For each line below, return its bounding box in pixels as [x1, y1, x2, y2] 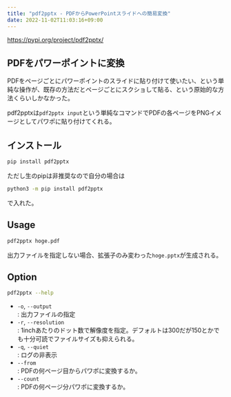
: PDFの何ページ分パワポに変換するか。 [17, 383, 130, 391]
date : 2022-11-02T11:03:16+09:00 [7, 17, 103, 23]
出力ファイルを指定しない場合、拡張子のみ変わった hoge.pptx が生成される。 [7, 251, 223, 259]
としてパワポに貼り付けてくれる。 [19, 117, 116, 126]
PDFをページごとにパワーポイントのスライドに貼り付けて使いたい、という [7, 77, 219, 85]
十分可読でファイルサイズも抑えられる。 [23, 335, 139, 343]
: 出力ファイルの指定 [17, 310, 76, 318]
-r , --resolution [17, 318, 65, 327]
